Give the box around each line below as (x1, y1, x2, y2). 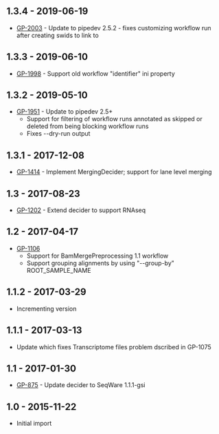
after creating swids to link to (16, 31, 99, 39)
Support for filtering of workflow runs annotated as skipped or (26, 115, 203, 123)
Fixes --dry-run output (26, 130, 91, 138)
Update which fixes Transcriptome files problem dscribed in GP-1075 (16, 342, 212, 351)
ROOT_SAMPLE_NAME (26, 266, 91, 274)
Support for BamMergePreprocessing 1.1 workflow (26, 251, 169, 260)
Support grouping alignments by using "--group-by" (26, 258, 174, 267)
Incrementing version (16, 304, 77, 313)
